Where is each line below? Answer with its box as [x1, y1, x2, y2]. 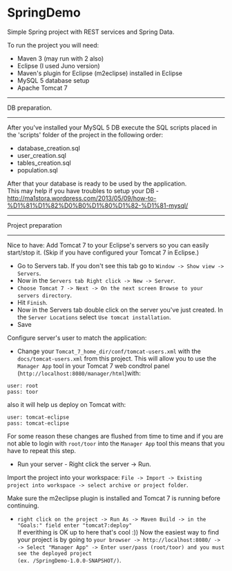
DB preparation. [7, 103, 52, 112]
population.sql [17, 166, 58, 174]
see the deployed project [17, 550, 92, 557]
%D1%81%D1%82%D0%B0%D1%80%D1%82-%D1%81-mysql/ [7, 201, 188, 210]
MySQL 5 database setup [17, 76, 90, 84]
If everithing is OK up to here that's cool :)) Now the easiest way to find [17, 528, 220, 536]
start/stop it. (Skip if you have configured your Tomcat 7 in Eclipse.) [7, 248, 200, 257]
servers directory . [17, 291, 72, 299]
